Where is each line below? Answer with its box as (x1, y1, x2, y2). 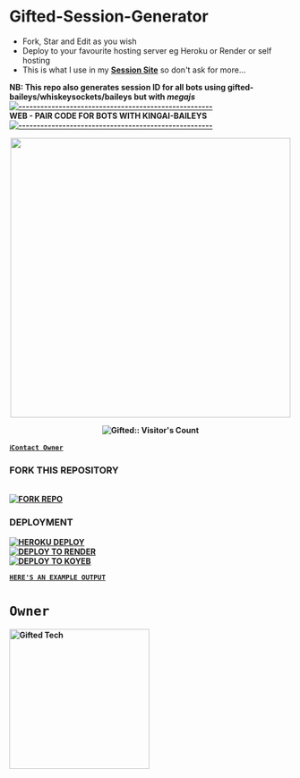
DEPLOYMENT (9, 517, 73, 529)
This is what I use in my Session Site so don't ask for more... (21, 64, 246, 75)
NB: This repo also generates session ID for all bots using (9, 81, 227, 92)
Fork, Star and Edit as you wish (21, 36, 137, 47)
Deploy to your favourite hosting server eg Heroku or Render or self (21, 45, 272, 56)
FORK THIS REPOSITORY (9, 464, 119, 476)
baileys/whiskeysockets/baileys (9, 91, 133, 102)
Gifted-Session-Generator (9, 6, 209, 27)
